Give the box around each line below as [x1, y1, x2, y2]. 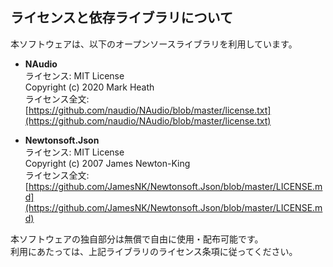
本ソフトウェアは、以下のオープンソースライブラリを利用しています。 [10, 38, 298, 50]
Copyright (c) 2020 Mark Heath [24, 81, 155, 93]
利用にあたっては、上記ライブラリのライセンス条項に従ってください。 [10, 245, 298, 257]
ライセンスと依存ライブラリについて [10, 9, 233, 27]
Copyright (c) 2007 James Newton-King [24, 157, 191, 169]
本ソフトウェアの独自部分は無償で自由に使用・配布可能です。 [10, 233, 264, 245]
